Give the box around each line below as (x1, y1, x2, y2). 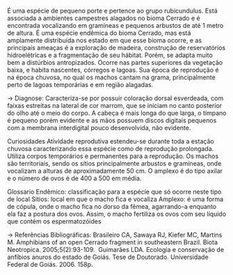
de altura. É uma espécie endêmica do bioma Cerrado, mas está (7, 29, 191, 37)
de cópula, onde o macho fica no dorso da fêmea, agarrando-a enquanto (7, 203, 217, 210)
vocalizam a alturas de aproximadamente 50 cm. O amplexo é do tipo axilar (7, 167, 223, 175)
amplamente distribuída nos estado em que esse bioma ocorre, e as (7, 36, 202, 45)
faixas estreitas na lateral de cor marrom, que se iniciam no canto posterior (7, 102, 223, 109)
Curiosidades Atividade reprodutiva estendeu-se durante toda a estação (7, 137, 214, 146)
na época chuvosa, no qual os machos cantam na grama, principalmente (7, 73, 216, 81)
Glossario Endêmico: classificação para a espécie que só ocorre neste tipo (7, 188, 222, 196)
